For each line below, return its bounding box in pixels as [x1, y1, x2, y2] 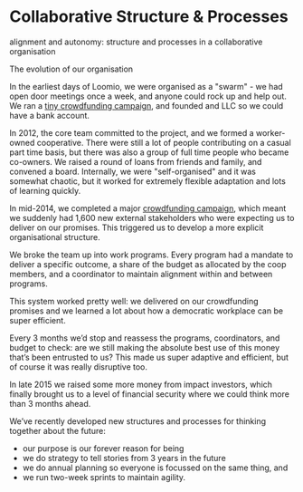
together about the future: [9, 425, 106, 436]
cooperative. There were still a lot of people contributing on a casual [36, 137, 291, 148]
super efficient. [9, 314, 66, 325]
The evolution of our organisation [9, 63, 134, 74]
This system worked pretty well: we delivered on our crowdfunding [9, 295, 260, 306]
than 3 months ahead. [9, 398, 91, 409]
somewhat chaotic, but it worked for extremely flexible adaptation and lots [9, 175, 287, 187]
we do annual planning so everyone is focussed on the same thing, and [22, 462, 289, 473]
